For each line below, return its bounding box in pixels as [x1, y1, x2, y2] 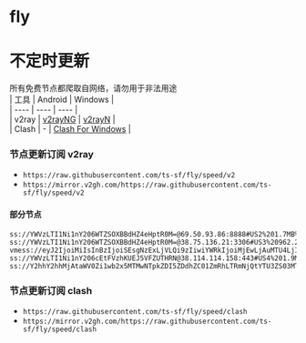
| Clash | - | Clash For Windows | [9, 124, 132, 135]
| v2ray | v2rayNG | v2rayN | [9, 114, 116, 125]
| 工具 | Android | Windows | [9, 94, 115, 106]
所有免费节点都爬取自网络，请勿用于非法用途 [9, 83, 178, 94]
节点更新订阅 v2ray [9, 148, 94, 161]
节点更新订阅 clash [9, 284, 93, 297]
